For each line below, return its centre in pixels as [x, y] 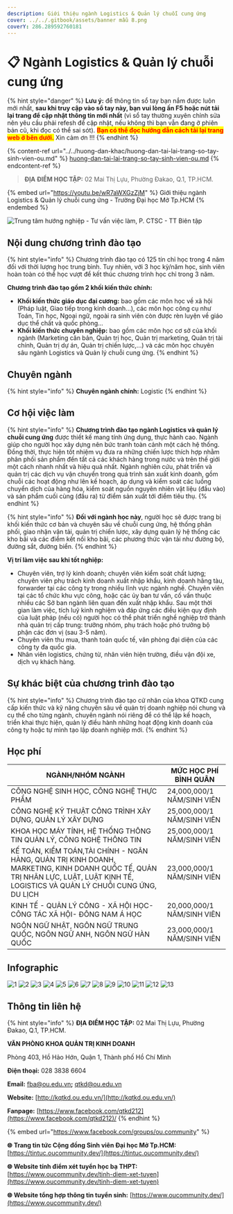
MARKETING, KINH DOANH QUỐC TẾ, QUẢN [84, 869]
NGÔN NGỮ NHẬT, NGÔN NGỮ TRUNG [75, 925]
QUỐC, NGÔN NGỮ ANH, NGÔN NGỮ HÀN [80, 934]
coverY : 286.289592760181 [44, 26]
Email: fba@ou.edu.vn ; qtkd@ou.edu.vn [65, 1084]
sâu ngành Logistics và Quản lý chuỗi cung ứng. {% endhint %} [108, 353]
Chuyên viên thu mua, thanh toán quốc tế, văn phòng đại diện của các [118, 640]
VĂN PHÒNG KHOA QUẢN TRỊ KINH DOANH [71, 1044]
